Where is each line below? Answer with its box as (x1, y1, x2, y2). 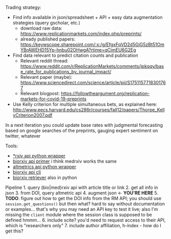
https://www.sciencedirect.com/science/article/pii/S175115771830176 (20, 79, 166, 85)
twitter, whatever (5, 133, 41, 139)
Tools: (5, 143, 18, 149)
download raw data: (20, 25, 62, 31)
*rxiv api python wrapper (12, 153, 65, 159)
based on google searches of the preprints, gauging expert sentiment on (5, 127, 158, 134)
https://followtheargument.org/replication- (61, 91, 150, 96)
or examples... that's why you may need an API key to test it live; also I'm (5, 206, 158, 212)
